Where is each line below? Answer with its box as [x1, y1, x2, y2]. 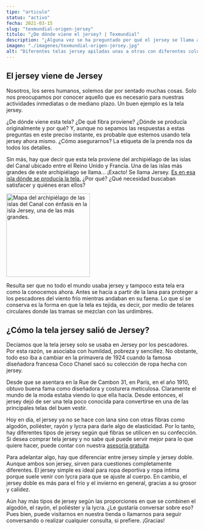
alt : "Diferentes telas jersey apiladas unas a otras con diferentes [6, 49, 186, 55]
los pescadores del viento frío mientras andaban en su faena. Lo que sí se [6, 295, 191, 302]
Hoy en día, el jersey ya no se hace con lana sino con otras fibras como [6, 416, 185, 423]
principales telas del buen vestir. [6, 404, 87, 412]
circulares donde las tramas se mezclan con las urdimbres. [6, 307, 154, 315]
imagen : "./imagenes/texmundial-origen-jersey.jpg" [6, 43, 140, 49]
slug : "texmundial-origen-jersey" [6, 25, 94, 32]
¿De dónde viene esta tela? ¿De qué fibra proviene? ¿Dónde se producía [6, 118, 187, 125]
